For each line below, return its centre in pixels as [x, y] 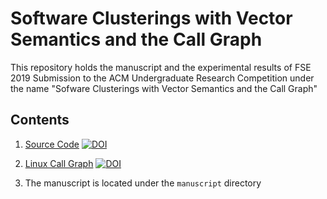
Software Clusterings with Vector [151, 18]
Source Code [52, 144]
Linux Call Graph [59, 163]
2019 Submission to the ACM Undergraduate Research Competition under [162, 78]
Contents [40, 120]
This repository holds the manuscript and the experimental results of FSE [161, 67]
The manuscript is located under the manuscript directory [143, 183]
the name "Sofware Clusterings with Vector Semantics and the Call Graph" [164, 88]
